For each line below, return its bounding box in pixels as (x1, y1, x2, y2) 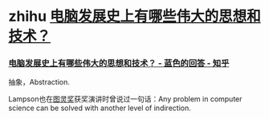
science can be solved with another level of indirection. (8, 103, 191, 113)
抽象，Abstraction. (8, 77, 71, 87)
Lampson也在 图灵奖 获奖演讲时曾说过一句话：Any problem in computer (8, 94, 243, 104)
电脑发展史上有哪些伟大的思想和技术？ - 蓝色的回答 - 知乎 (8, 58, 230, 69)
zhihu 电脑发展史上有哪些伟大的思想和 (8, 7, 261, 26)
